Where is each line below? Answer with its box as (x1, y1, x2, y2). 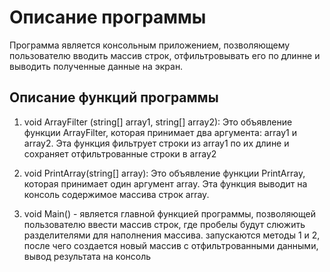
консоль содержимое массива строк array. (23, 188, 210, 200)
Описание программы (9, 6, 207, 29)
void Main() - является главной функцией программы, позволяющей (23, 207, 316, 220)
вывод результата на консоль (23, 250, 152, 262)
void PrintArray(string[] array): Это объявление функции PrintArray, (23, 167, 306, 179)
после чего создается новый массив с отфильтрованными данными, (23, 239, 319, 251)
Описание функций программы (9, 89, 219, 106)
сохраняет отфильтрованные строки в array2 (23, 147, 217, 160)
